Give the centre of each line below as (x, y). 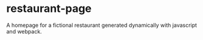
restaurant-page (49, 9)
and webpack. (24, 31)
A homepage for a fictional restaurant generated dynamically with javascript (101, 25)
